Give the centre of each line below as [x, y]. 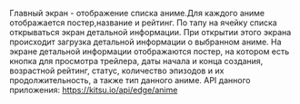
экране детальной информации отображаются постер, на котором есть [150, 52]
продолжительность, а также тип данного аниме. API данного [130, 80]
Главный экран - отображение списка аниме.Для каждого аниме [137, 13]
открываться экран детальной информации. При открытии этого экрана [150, 32]
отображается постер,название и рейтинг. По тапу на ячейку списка [143, 23]
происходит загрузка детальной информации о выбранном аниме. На [145, 42]
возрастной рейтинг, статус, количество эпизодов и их [117, 71]
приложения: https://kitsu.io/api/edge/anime [94, 90]
